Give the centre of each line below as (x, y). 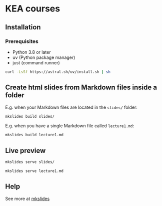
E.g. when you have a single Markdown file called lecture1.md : (69, 126)
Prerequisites (22, 41)
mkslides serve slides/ (30, 162)
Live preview (25, 150)
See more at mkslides (27, 199)
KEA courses (33, 9)
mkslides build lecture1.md (34, 135)
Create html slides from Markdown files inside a (81, 88)
